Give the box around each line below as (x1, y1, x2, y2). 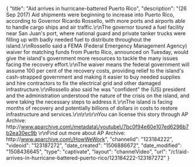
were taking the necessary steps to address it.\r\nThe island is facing (6, 98, 173, 105)
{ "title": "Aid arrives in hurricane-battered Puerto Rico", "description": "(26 (6, 5, 187, 12)
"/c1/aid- (168, 148, 189, 155)
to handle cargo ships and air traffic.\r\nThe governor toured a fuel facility (6, 23, 184, 30)
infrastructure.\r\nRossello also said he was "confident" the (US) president (6, 86, 186, 93)
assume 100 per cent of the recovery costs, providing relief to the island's (6, 67, 184, 74)
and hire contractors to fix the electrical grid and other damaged (6, 80, 161, 87)
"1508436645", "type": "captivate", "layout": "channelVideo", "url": (6, 148, 167, 155)
